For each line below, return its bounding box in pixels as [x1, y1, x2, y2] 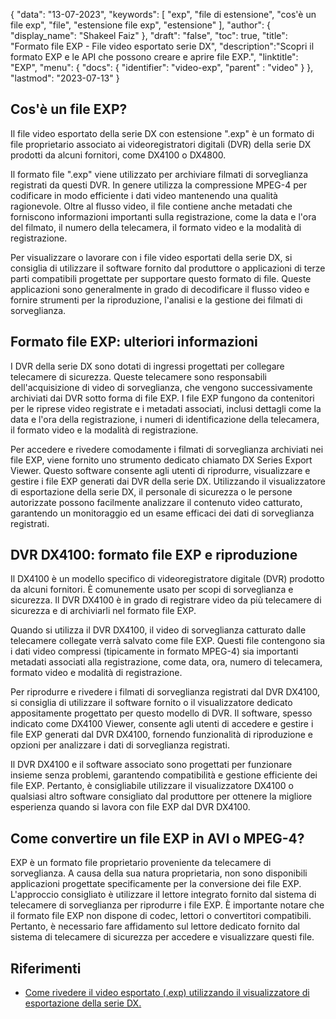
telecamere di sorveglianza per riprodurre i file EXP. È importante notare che [10, 899, 325, 911]
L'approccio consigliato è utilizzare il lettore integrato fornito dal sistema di [10, 889, 317, 901]
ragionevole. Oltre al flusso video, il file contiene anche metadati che [10, 200, 293, 212]
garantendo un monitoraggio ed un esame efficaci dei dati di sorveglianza [10, 507, 315, 519]
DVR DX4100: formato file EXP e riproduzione [10, 547, 298, 564]
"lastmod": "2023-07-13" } [10, 72, 120, 84]
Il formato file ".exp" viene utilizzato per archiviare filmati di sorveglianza [10, 168, 309, 180]
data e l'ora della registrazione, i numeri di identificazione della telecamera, [10, 413, 320, 425]
